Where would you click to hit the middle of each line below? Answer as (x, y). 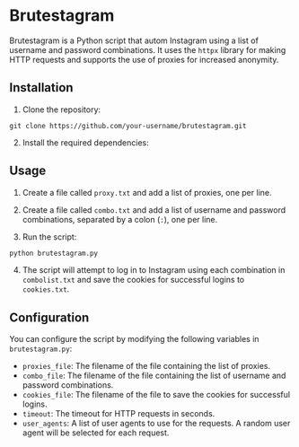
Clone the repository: (62, 110)
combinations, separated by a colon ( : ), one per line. (120, 219)
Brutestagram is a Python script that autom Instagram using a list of (134, 40)
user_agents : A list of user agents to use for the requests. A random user (156, 424)
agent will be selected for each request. (96, 433)
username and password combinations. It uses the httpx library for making (148, 49)
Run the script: (49, 237)
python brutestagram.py (54, 253)
